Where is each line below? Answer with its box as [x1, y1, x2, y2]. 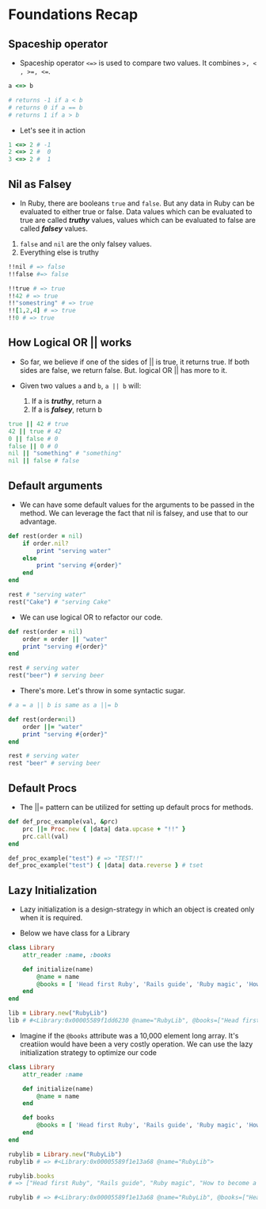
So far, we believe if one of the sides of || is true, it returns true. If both [19, 357, 250, 367]
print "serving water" [36, 547, 112, 555]
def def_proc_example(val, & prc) [8, 818, 119, 826]
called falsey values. [19, 224, 89, 233]
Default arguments [8, 478, 103, 493]
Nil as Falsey [8, 177, 72, 191]
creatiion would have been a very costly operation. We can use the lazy [19, 1039, 253, 1049]
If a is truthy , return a [31, 396, 102, 405]
